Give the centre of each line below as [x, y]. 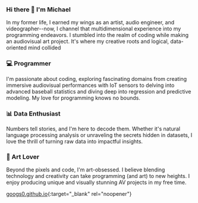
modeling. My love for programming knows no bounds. [73, 98]
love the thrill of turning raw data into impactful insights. [75, 141]
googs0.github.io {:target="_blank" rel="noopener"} [69, 194]
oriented [16, 48]
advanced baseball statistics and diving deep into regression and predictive [99, 91]
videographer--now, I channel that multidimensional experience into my [94, 29]
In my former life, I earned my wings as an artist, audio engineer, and [90, 23]
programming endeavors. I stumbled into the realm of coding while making [98, 35]
